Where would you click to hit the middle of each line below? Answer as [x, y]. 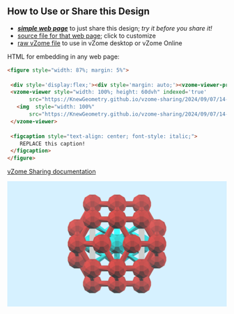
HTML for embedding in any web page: [63, 56]
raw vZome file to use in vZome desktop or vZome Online [100, 43]
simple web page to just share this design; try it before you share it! [115, 28]
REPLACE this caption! [53, 143]
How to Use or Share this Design [78, 11]
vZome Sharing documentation [52, 172]
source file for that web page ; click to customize [87, 36]
